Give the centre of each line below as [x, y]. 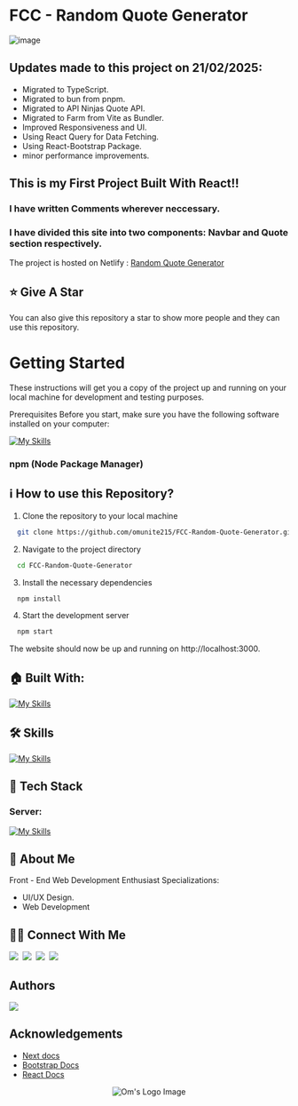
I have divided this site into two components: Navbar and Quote [149, 232]
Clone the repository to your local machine [100, 515]
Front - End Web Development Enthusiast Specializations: [114, 880]
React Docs [43, 1074]
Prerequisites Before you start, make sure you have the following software [144, 415]
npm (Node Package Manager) [76, 465]
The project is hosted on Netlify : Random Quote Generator [117, 263]
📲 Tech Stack [46, 787]
